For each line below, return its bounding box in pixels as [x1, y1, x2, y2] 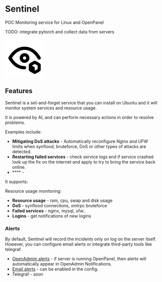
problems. [5, 119, 25, 125]
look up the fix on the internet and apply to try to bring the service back [12, 159, 156, 165]
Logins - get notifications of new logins [12, 213, 91, 219]
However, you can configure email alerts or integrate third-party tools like [5, 241, 152, 247]
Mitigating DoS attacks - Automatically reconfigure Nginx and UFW [12, 138, 148, 144]
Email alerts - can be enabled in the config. [12, 266, 99, 272]
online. [12, 164, 26, 170]
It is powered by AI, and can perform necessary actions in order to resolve [5, 114, 154, 120]
